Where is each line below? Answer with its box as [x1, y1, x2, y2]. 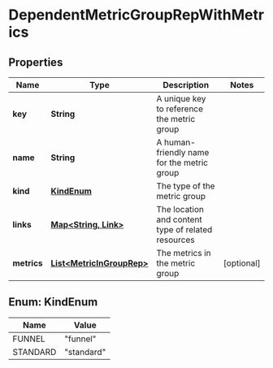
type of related [156, 224, 213, 235]
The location [156, 204, 205, 214]
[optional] [223, 258, 261, 269]
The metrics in [156, 248, 211, 258]
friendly [156, 147, 186, 158]
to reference [156, 103, 204, 115]
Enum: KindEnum [8, 295, 98, 310]
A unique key [156, 93, 206, 104]
